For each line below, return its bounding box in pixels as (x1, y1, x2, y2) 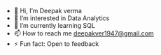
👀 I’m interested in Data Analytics (13, 14, 110, 22)
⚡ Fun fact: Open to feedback (13, 40, 99, 48)
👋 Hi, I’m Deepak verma (13, 7, 82, 15)
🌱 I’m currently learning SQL (13, 22, 96, 29)
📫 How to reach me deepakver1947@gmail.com (13, 29, 154, 38)
